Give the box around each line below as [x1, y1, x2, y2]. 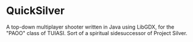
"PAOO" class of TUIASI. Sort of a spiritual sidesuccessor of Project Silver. [6, 29, 188, 36]
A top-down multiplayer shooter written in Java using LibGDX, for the [6, 23, 175, 30]
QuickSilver [6, 4, 65, 17]
